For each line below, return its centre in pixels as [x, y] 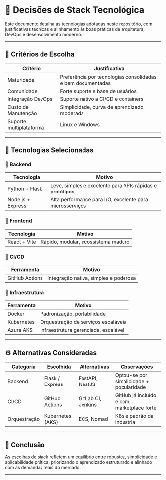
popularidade [131, 387]
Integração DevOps [30, 99]
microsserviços [68, 206]
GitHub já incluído [136, 395]
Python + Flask [25, 189]
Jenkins [88, 405]
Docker [16, 314]
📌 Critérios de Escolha [40, 55]
